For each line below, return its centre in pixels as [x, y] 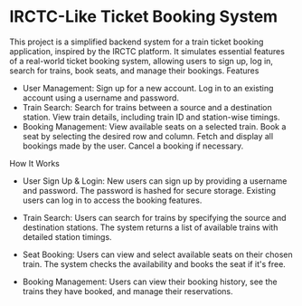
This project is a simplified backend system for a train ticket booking [137, 42]
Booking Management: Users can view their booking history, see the [150, 282]
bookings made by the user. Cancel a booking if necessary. [133, 146]
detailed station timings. [67, 236]
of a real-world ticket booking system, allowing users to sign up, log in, [142, 61]
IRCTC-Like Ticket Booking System [144, 17]
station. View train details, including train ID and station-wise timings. [151, 117]
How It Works [35, 163]
